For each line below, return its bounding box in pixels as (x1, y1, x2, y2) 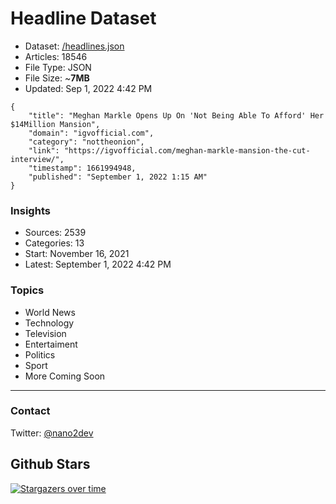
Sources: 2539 (24, 227, 87, 239)
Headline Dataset (10, 7, 157, 30)
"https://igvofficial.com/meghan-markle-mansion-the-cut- (63, 145, 311, 156)
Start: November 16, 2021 (24, 248, 130, 260)
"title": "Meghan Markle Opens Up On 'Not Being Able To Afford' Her (28, 110, 325, 121)
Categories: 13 (24, 237, 85, 249)
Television (24, 327, 67, 339)
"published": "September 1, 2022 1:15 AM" (28, 172, 208, 182)
